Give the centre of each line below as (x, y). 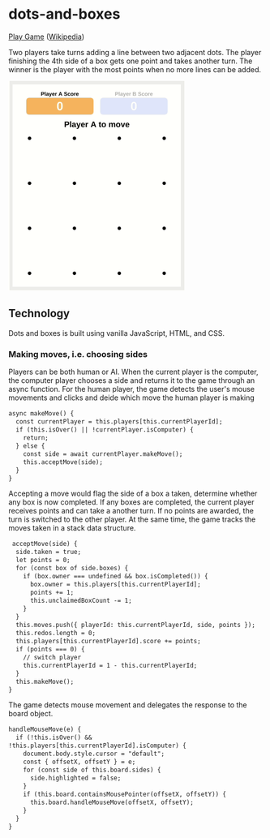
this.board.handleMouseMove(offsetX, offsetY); (112, 803)
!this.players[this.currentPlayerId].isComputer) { (97, 746)
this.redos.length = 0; (56, 634)
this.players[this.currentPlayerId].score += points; (108, 642)
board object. (31, 714)
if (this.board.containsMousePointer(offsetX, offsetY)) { (125, 795)
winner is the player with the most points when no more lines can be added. (135, 69)
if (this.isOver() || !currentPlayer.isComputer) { (105, 430)
